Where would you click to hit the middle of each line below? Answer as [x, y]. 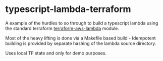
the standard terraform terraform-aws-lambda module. [62, 28]
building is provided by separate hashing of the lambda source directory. [81, 43]
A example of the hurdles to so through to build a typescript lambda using [82, 23]
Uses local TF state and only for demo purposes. [56, 53]
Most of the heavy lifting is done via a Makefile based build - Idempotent [80, 38]
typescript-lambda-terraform [68, 9]
